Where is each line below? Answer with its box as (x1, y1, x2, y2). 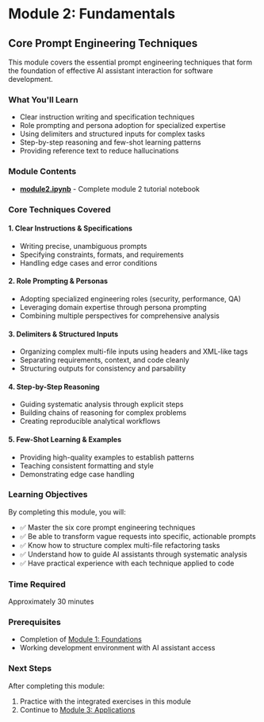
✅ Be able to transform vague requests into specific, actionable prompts (19, 531, 256, 541)
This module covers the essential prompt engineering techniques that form (8, 57, 252, 67)
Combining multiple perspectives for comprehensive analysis (19, 311, 220, 320)
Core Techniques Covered (8, 204, 111, 215)
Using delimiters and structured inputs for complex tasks (19, 129, 205, 139)
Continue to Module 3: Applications (19, 705, 136, 714)
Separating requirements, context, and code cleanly (19, 355, 189, 365)
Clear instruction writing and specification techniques (19, 112, 195, 122)
